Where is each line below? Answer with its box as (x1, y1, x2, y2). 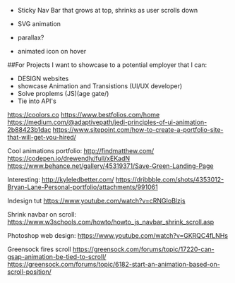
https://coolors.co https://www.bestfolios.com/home (7, 111, 160, 119)
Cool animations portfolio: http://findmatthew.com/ (7, 147, 155, 155)
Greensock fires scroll (7, 245, 72, 253)
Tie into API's (17, 97, 56, 105)
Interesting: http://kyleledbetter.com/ (7, 176, 114, 183)
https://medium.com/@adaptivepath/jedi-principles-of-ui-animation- (7, 118, 207, 126)
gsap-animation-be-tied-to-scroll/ (7, 253, 107, 260)
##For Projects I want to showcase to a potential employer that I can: (7, 61, 207, 69)
